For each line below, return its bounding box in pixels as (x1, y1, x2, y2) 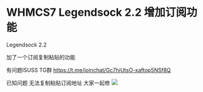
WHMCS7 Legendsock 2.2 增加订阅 (6, 5, 187, 19)
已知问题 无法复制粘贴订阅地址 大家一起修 (6, 79, 110, 87)
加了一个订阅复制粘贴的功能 (6, 53, 76, 61)
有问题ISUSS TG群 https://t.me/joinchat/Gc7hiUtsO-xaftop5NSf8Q (6, 66, 171, 73)
